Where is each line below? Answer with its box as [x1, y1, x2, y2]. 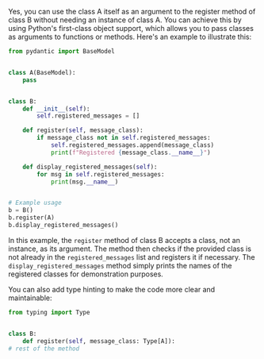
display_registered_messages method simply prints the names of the [8, 261, 232, 270]
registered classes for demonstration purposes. [8, 269, 164, 279]
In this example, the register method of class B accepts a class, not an [8, 235, 240, 245]
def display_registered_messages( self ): [22, 163, 158, 171]
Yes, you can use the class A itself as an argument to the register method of [8, 7, 256, 16]
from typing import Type [8, 308, 90, 316]
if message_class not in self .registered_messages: [36, 134, 212, 142]
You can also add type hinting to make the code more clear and [8, 284, 216, 294]
